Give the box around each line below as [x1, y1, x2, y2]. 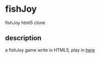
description [5, 34, 42, 42]
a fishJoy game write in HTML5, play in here [5, 47, 95, 53]
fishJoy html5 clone [5, 20, 46, 26]
